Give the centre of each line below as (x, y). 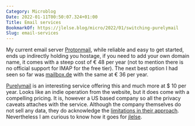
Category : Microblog (31, 11)
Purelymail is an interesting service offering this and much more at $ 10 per (96, 86)
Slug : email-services (32, 33)
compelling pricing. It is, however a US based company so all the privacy (93, 98)
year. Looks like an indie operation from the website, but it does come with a (98, 92)
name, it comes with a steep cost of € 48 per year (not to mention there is (95, 62)
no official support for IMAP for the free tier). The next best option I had (92, 68)
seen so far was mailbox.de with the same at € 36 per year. (77, 75)
